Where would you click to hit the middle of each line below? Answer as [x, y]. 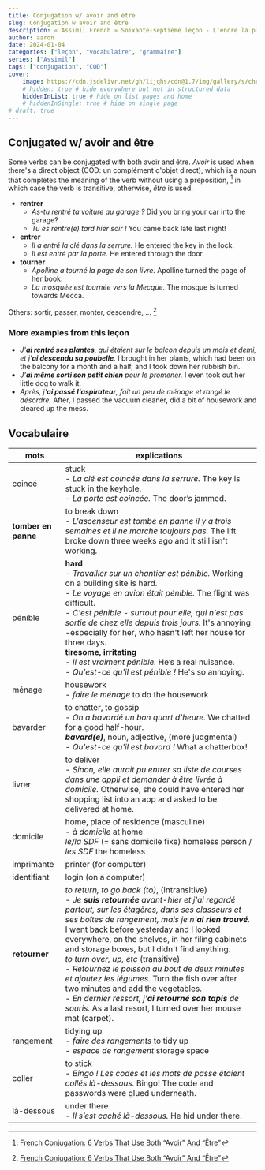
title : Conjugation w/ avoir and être [72, 15]
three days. [86, 642]
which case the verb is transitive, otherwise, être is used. [101, 188]
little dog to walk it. [50, 383]
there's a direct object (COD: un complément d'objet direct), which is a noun [132, 170]
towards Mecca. [58, 296]
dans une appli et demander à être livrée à [144, 779]
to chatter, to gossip [102, 708]
